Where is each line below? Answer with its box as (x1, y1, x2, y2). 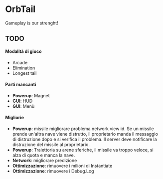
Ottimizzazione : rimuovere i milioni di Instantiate (12, 163, 113, 169)
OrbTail (5, 3, 36, 15)
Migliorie (5, 115, 24, 121)
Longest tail (12, 70, 37, 76)
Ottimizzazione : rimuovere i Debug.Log (12, 168, 94, 174)
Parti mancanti (5, 81, 36, 88)
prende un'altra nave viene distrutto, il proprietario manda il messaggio (12, 131, 159, 137)
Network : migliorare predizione (12, 157, 77, 163)
